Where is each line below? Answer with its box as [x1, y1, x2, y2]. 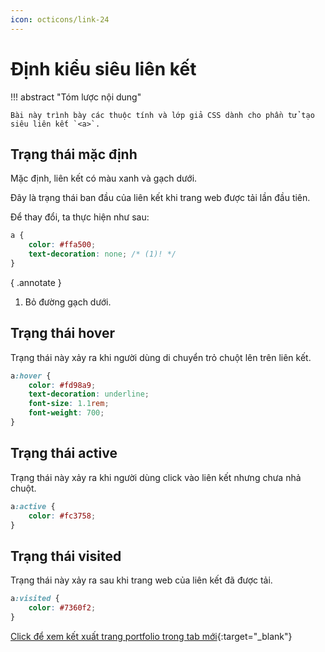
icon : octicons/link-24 [10, 14, 110, 25]
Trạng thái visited [10, 547, 122, 565]
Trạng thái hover [10, 325, 116, 342]
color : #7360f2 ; [28, 603, 97, 613]
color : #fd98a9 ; [28, 380, 97, 390]
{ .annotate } [10, 276, 62, 288]
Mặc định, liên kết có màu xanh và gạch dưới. [10, 172, 198, 185]
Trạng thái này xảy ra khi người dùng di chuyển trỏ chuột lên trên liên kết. [10, 351, 312, 363]
